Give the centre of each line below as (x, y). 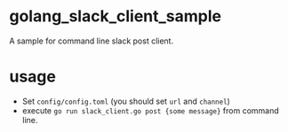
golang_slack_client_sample (116, 16)
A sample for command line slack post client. (92, 41)
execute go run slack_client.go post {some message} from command (151, 110)
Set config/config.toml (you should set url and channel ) (126, 101)
